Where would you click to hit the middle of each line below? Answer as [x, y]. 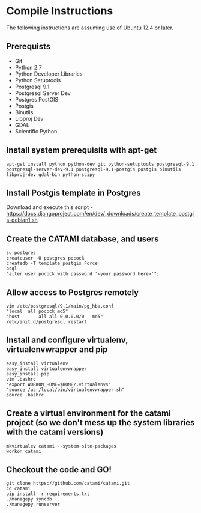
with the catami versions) [55, 432]
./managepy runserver [33, 505]
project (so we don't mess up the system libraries [100, 423]
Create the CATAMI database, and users [82, 239]
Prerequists [28, 47]
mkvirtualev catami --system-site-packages [61, 446]
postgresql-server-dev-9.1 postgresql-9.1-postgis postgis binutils [94, 169]
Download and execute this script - [49, 207]
